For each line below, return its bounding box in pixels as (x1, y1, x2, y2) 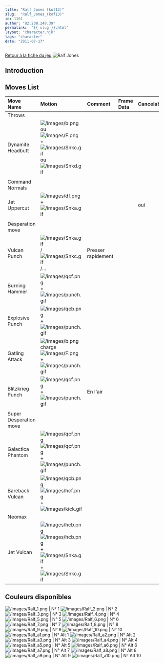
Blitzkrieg (7, 385, 29, 392)
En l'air (87, 388, 103, 395)
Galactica (7, 445, 29, 452)
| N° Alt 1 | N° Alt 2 (51, 632, 136, 638)
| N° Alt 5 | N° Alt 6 (52, 642, 138, 648)
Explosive (7, 314, 30, 321)
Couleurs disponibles (5, 593, 72, 601)
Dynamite (7, 141, 30, 148)
